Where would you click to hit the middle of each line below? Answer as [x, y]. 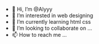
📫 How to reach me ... [39, 35]
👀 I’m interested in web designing [52, 15]
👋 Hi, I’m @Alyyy [32, 9]
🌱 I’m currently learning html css [51, 22]
